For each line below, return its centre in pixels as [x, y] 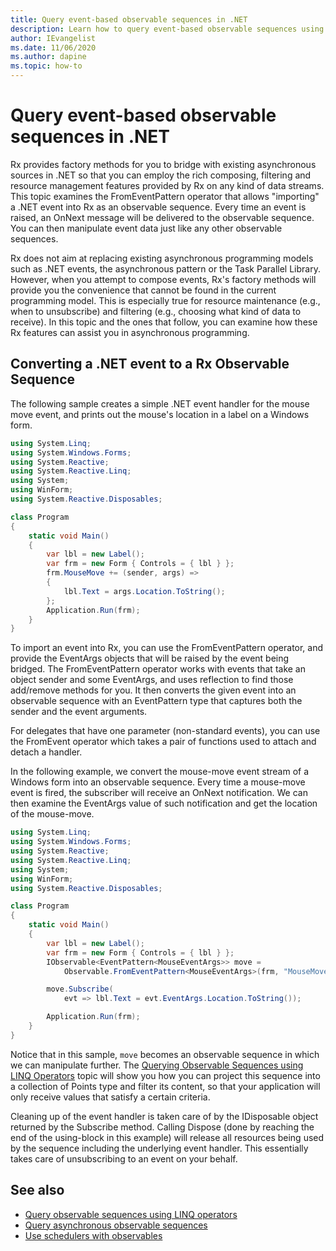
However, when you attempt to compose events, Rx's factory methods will [163, 279]
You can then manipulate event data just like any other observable [146, 228]
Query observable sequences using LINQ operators [131, 1214]
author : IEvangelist [53, 38]
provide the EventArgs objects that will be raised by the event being [150, 658]
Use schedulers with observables [93, 1235]
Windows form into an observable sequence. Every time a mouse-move [158, 782]
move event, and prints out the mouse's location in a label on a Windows [160, 414]
